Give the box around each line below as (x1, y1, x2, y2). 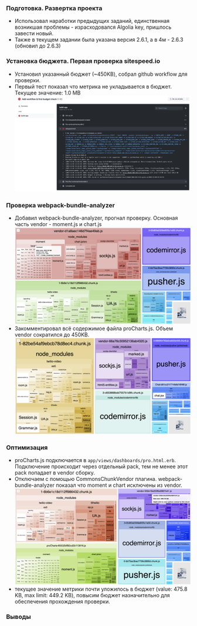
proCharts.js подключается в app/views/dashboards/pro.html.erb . (14, 456, 176, 463)
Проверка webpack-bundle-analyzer (6, 201, 116, 209)
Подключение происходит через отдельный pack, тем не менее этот (14, 463, 188, 470)
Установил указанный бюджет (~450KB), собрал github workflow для (14, 70, 188, 78)
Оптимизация (6, 443, 48, 452)
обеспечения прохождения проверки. (14, 598, 110, 605)
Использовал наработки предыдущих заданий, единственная (14, 18, 170, 25)
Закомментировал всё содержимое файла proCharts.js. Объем (14, 325, 173, 332)
